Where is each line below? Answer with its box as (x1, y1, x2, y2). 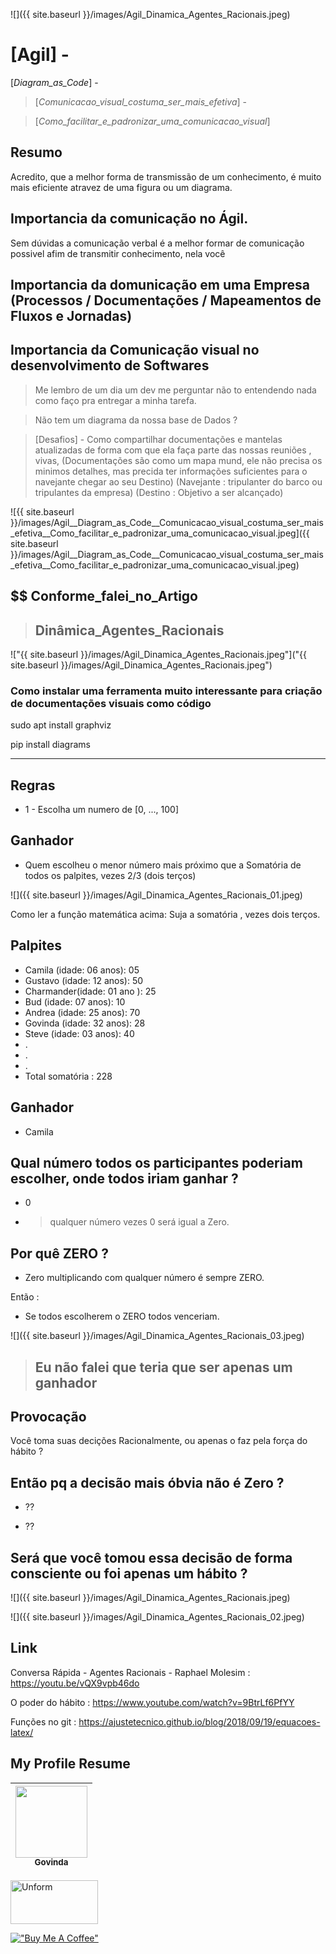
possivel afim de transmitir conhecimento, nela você (10, 247, 226, 259)
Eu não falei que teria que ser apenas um (34, 1359, 293, 1376)
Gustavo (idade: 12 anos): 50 (24, 974, 144, 986)
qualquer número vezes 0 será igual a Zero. (49, 1216, 230, 1228)
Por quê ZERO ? (10, 1245, 110, 1262)
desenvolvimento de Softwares (10, 357, 210, 374)
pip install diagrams (10, 739, 91, 751)
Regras (10, 777, 56, 794)
